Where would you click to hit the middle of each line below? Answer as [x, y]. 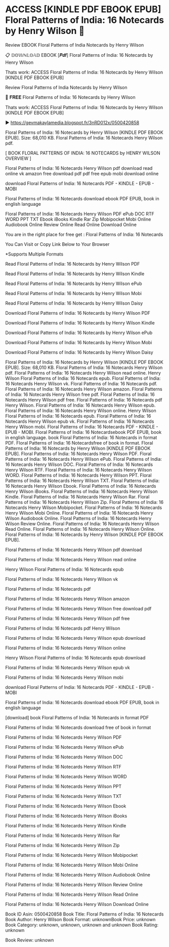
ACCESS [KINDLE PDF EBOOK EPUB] [83, 9]
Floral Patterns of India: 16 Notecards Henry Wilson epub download [75, 638]
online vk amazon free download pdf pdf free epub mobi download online [82, 173]
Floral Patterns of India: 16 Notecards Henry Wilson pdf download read [79, 168]
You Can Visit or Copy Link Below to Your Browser [57, 244]
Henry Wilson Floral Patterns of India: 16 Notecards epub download [75, 658]
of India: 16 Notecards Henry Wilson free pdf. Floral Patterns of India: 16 [80, 394]
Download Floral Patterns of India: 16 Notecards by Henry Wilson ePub [79, 333]
